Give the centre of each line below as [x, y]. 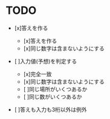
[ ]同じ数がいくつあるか [53, 97]
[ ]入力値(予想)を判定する [46, 61]
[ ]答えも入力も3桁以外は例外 [50, 109]
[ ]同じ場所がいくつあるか [55, 89]
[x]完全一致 [37, 74]
